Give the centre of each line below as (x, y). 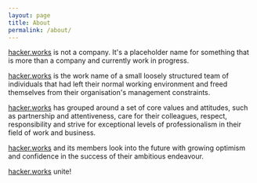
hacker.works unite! (40, 172)
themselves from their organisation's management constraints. (109, 93)
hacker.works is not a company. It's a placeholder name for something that (128, 53)
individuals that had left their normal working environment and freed (118, 84)
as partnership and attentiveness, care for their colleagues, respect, (118, 116)
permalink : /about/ (40, 30)
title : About (29, 23)
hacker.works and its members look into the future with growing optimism (127, 148)
